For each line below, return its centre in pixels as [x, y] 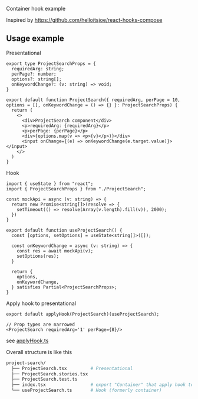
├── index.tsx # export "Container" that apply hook [98, 385]
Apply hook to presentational [41, 303]
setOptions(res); [38, 256]
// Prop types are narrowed [41, 325]
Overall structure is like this [39, 352]
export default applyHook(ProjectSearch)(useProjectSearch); [83, 314]
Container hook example [36, 9]
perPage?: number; [34, 74]
